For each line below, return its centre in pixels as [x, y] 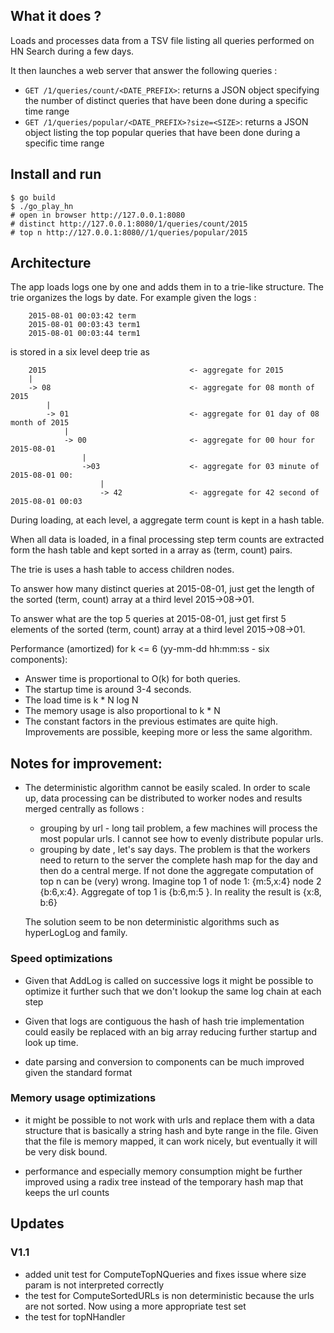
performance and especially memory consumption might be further [163, 1171]
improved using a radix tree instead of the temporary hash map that [164, 1181]
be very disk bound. [66, 1151]
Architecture [51, 263]
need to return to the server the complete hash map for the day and [178, 860]
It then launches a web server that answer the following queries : [144, 70]
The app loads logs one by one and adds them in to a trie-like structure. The [167, 287]
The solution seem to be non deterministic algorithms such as [152, 922]
